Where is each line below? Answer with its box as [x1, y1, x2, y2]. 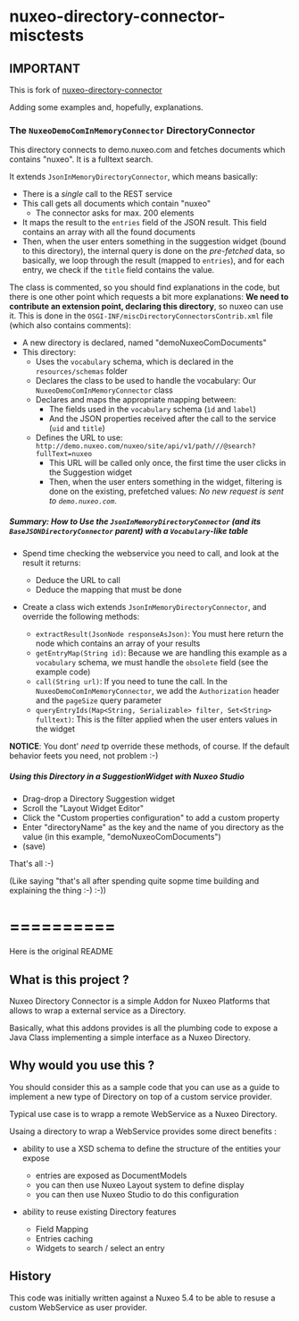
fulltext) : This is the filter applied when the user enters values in [35, 714, 278, 725]
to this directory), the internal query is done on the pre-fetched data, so [21, 246, 286, 257]
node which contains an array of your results [35, 638, 201, 649]
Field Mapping [35, 1224, 89, 1234]
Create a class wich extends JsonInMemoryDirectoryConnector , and [21, 602, 267, 613]
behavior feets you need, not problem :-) [9, 750, 159, 761]
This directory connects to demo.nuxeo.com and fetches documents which [9, 145, 286, 156]
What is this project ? [9, 972, 129, 987]
